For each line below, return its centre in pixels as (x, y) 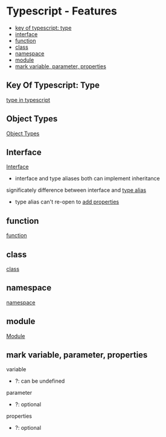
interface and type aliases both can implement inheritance (87, 179)
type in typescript (28, 100)
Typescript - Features (62, 11)
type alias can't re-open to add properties (67, 202)
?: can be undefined (40, 381)
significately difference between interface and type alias (76, 190)
